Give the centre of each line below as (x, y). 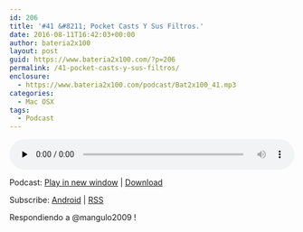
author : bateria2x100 (50, 43)
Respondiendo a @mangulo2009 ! (73, 218)
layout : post (34, 51)
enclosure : (30, 77)
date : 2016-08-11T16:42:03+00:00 (72, 34)
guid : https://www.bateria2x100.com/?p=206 (93, 60)
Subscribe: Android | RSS (57, 200)
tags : (19, 110)
